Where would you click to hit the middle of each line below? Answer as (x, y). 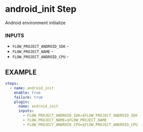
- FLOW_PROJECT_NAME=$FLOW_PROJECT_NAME (65, 120)
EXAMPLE (21, 72)
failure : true (28, 97)
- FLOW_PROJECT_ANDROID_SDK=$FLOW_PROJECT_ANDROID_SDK (80, 116)
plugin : (22, 102)
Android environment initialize (35, 23)
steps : (12, 84)
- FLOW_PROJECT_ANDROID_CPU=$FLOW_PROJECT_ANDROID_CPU (80, 125)
